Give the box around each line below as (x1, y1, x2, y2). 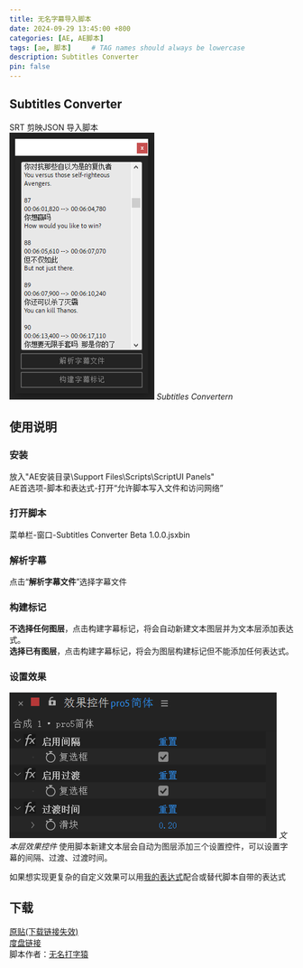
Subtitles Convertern (156, 391, 234, 402)
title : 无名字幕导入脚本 (9, 14, 92, 23)
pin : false (9, 62, 50, 71)
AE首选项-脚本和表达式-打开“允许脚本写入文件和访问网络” (9, 482, 224, 493)
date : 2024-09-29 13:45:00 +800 (9, 23, 131, 33)
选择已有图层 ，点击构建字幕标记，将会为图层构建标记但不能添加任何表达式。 (9, 646, 294, 656)
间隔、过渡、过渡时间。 (24, 852, 113, 862)
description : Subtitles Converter (9, 52, 140, 62)
